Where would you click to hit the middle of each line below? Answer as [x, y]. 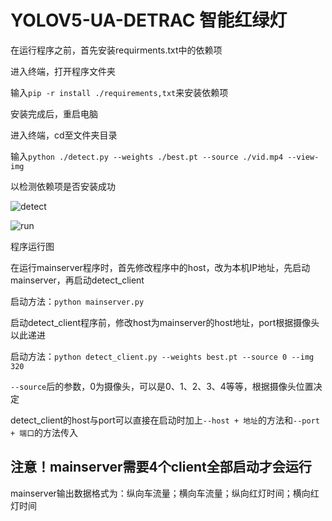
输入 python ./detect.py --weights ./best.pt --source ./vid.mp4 [147, 156]
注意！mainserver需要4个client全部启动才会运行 [161, 467]
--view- [303, 157]
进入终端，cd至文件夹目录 [64, 135]
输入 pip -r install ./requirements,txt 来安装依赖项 [119, 92]
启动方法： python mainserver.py [77, 301]
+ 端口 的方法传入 [44, 432]
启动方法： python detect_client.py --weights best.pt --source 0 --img [162, 356]
